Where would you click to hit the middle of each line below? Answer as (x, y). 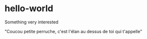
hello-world (29, 9)
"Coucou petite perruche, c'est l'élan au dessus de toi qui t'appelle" (73, 31)
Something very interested (32, 22)
